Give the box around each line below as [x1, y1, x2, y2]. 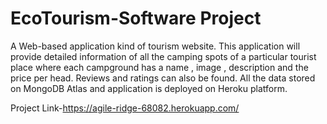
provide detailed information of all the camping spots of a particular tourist [10, 50, 317, 62]
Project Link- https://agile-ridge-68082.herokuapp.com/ [10, 102, 240, 114]
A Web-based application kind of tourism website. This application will [10, 40, 301, 52]
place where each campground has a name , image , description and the [10, 61, 309, 73]
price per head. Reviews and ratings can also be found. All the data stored [10, 72, 316, 84]
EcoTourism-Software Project [10, 7, 262, 30]
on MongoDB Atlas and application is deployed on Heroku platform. [10, 82, 288, 94]
